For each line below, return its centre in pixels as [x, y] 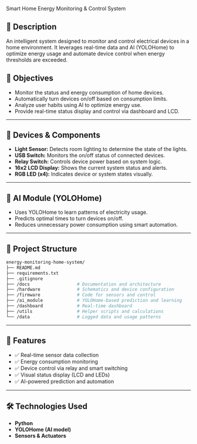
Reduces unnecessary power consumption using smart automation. [96, 225]
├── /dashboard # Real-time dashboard [69, 306]
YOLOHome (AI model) [43, 430]
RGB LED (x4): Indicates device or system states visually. [84, 174]
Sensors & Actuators [40, 436]
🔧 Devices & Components [53, 135]
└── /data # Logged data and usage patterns [84, 317]
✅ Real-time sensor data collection [57, 355]
